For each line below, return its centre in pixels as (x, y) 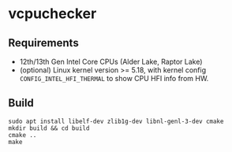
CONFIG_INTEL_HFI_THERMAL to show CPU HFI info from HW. (114, 78)
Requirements (43, 43)
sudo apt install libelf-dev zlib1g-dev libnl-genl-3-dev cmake (116, 121)
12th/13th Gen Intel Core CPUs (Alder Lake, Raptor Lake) (111, 61)
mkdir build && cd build (49, 128)
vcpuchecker (52, 14)
